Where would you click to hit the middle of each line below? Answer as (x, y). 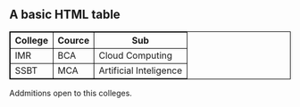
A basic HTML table (65, 15)
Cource (74, 40)
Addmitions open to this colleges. (71, 93)
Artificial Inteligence (141, 70)
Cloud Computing (135, 55)
